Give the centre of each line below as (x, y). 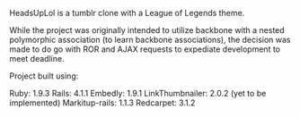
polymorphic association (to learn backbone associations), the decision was (150, 40)
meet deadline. (37, 58)
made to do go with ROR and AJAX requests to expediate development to (145, 49)
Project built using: (44, 76)
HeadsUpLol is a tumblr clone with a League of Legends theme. (127, 13)
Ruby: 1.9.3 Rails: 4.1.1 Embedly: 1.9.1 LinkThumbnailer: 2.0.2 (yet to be (138, 93)
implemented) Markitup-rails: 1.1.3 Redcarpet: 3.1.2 (102, 103)
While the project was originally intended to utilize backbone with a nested (147, 30)
